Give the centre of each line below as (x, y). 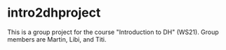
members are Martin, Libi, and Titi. (57, 39)
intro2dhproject (54, 13)
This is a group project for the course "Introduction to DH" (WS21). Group (113, 32)
